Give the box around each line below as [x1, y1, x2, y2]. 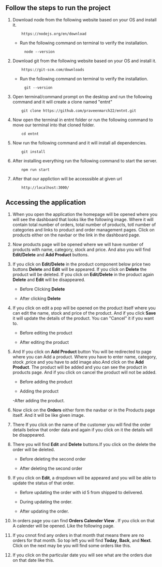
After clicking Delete [19, 295, 61, 301]
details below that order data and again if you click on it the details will [12, 426, 153, 432]
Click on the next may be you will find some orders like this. [12, 542, 131, 549]
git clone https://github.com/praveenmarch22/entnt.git [21, 108, 136, 113]
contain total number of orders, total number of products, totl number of [12, 221, 156, 228]
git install [21, 149, 45, 154]
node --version [24, 49, 55, 54]
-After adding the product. [12, 397, 65, 403]
